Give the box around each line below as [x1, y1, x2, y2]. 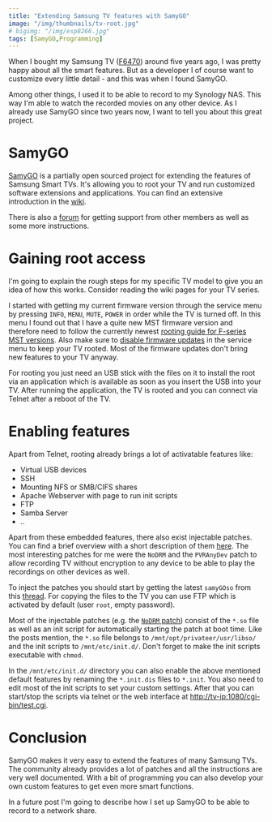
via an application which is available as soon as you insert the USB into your [8, 377, 261, 386]
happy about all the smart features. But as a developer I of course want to [8, 66, 254, 75]
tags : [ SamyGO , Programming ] [8, 34, 104, 43]
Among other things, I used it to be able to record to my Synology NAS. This [8, 90, 261, 100]
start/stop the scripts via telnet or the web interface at [8, 691, 189, 702]
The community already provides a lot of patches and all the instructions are [8, 764, 263, 773]
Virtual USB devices [19, 465, 87, 475]
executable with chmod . [8, 650, 83, 660]
